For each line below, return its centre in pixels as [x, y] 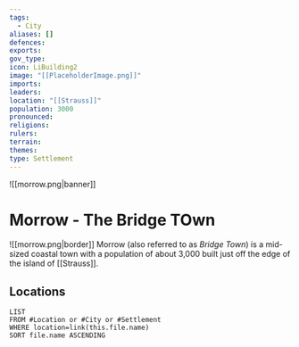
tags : [19, 17]
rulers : [24, 134]
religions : [29, 126]
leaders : [25, 92]
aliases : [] [31, 34]
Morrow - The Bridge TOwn [112, 220]
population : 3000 [42, 109]
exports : [25, 51]
